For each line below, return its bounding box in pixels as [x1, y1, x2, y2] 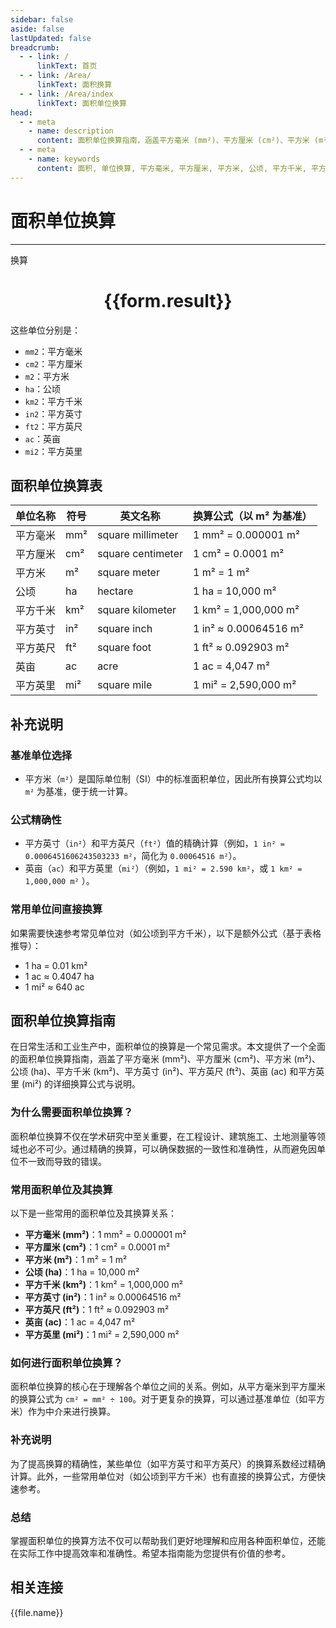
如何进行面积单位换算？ [10, 1356, 123, 1370]
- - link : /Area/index [19, 89, 114, 99]
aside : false [10, 24, 65, 34]
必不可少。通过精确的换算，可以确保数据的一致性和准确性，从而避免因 [27, 1142, 317, 1155]
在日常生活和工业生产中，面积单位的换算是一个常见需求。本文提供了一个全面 [10, 1041, 326, 1053]
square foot [97, 641, 152, 655]
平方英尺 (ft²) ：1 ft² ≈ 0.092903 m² [24, 1304, 170, 1315]
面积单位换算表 [10, 477, 103, 494]
